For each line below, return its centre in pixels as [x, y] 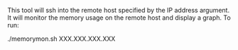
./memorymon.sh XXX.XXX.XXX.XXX [61, 39]
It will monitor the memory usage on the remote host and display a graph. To [119, 18]
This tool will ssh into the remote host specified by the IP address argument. [118, 10]
